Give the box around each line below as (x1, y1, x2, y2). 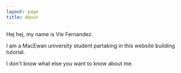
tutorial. (6, 48, 25, 55)
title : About (6, 14, 39, 20)
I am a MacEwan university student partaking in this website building (6, 42, 175, 49)
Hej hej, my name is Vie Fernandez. (6, 30, 93, 37)
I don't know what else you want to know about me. (6, 60, 133, 67)
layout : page (6, 8, 39, 15)
